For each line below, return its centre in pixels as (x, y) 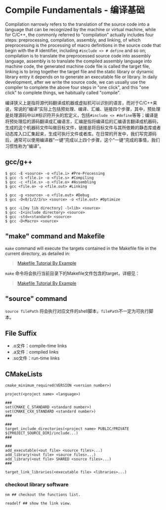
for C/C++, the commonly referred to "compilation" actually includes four (80, 35)
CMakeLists (24, 374)
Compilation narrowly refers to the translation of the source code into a (77, 24)
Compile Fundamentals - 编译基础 (75, 10)
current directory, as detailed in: (38, 254)
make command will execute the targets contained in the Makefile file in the (81, 248)
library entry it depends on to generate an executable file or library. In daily (81, 77)
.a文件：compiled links (35, 352)
